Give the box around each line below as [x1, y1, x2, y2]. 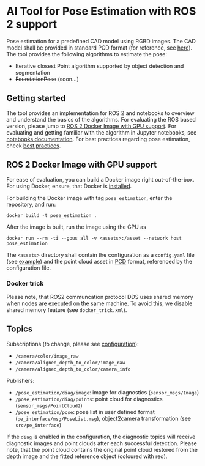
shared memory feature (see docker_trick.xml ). [6, 306, 127, 313]
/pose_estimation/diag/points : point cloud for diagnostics [15, 395, 163, 402]
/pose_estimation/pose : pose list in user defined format [15, 408, 155, 415]
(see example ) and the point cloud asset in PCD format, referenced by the [6, 257, 193, 265]
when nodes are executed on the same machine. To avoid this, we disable [6, 300, 193, 307]
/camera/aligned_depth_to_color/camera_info [15, 366, 131, 372]
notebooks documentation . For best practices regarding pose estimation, [6, 135, 191, 142]
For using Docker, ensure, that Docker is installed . [6, 182, 132, 190]
